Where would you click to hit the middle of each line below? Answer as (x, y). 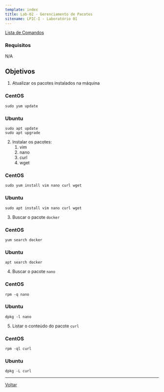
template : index (21, 10)
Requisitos (18, 46)
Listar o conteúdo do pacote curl (46, 326)
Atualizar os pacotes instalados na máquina (56, 83)
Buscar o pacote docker (36, 217)
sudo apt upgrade (23, 133)
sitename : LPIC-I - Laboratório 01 (41, 19)
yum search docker (24, 240)
